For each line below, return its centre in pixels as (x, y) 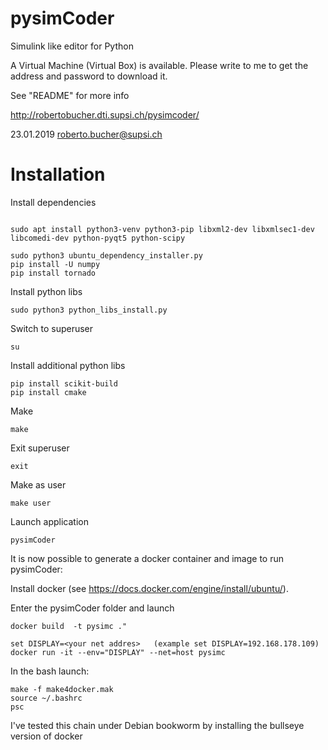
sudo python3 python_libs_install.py (89, 310)
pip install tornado (53, 273)
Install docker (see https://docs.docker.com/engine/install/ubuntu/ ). (149, 588)
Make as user (38, 484)
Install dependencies (53, 202)
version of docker (46, 736)
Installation (58, 174)
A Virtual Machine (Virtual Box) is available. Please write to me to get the (159, 65)
